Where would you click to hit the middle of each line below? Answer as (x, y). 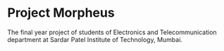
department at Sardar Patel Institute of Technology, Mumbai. (95, 39)
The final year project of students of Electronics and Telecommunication (112, 32)
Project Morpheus (61, 13)
